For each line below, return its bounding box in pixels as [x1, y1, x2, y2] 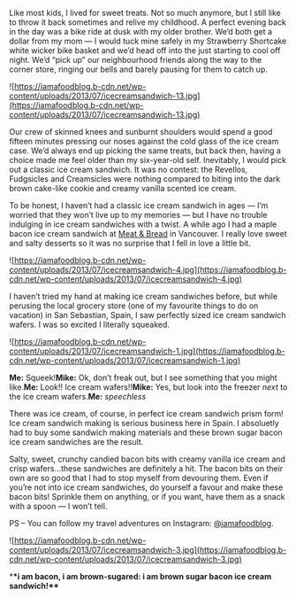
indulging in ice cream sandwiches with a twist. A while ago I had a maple [9, 219, 277, 229]
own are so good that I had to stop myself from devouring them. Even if [9, 473, 269, 483]
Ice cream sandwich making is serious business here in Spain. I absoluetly [9, 418, 280, 428]
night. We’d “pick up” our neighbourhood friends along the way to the [9, 55, 262, 65]
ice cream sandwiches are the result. [9, 437, 144, 447]
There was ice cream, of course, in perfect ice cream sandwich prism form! [9, 408, 285, 419]
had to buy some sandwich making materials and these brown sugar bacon [9, 427, 283, 438]
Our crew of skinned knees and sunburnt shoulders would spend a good [9, 127, 273, 136]
